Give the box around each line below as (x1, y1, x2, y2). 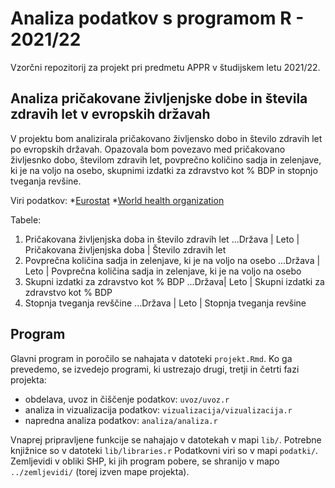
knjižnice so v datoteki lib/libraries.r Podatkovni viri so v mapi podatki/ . (10, 444, 319, 456)
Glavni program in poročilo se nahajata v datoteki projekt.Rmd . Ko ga (10, 352, 293, 364)
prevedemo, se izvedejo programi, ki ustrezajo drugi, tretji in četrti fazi (10, 363, 300, 375)
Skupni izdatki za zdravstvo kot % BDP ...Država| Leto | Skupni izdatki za (24, 275, 325, 287)
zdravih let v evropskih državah (10, 106, 211, 123)
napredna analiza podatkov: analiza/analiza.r (24, 414, 218, 426)
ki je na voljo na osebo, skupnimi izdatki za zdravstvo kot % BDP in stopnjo (10, 164, 318, 176)
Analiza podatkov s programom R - (10, 7, 305, 30)
